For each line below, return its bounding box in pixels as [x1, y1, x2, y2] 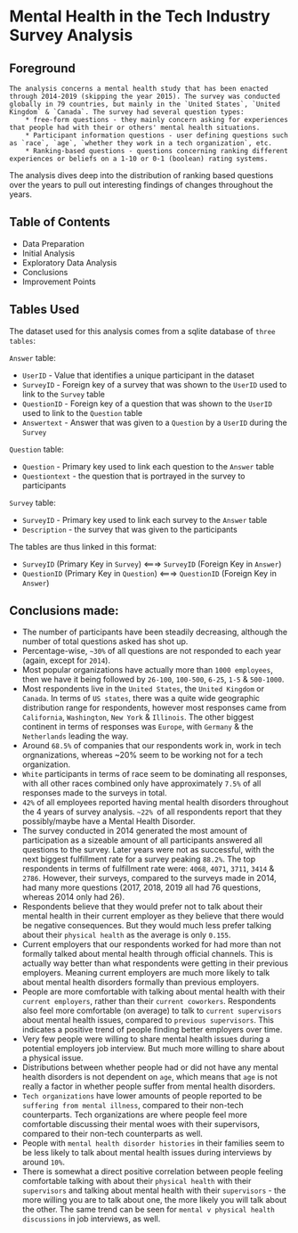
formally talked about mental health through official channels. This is [21, 949, 274, 959]
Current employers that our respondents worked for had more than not [21, 939, 282, 950]
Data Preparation [21, 238, 85, 249]
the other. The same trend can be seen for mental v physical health [21, 1204, 276, 1215]
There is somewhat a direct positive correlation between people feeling [21, 1166, 284, 1177]
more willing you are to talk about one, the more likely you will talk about [21, 1195, 287, 1205]
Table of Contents [9, 215, 111, 230]
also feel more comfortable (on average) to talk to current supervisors [21, 1005, 282, 1017]
